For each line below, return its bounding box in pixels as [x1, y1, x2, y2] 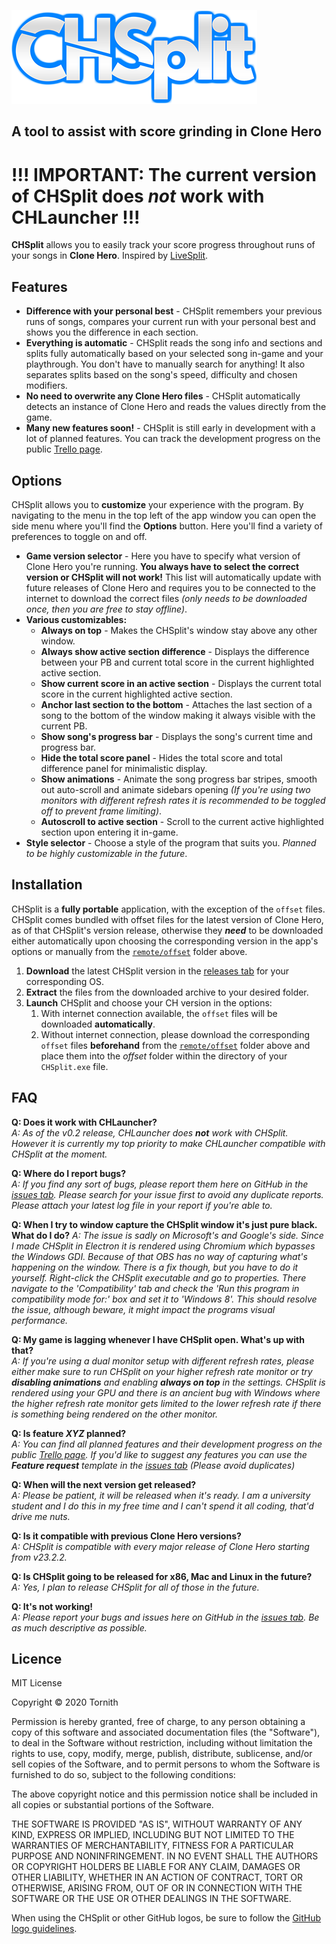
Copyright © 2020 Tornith [11, 1696, 119, 1709]
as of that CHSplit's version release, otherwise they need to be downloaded [11, 924, 324, 936]
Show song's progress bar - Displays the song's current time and [40, 730, 313, 742]
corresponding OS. [25, 975, 104, 987]
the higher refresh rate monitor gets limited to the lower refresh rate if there [11, 1397, 322, 1409]
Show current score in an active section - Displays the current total [40, 677, 322, 689]
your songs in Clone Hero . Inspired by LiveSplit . [11, 250, 209, 262]
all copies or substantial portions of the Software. [11, 1799, 214, 1811]
